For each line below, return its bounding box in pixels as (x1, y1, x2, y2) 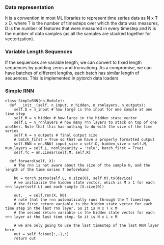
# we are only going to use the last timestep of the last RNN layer (14, 223, 160, 228)
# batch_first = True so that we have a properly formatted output (14, 137, 155, 142)
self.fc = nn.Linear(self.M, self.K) (14, 150, 91, 155)
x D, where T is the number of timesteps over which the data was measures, (5, 20, 159, 26)
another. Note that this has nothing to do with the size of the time (5, 124, 153, 129)
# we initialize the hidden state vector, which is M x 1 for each (14, 180, 155, 185)
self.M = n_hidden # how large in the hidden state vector (14, 115, 137, 120)
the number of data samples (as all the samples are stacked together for (5, 31, 151, 37)
